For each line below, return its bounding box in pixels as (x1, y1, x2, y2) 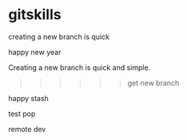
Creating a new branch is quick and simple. (8, 62, 151, 72)
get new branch (127, 78, 180, 87)
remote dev (8, 124, 46, 134)
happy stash (8, 93, 50, 103)
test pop (8, 109, 36, 119)
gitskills (8, 6, 62, 24)
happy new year (8, 47, 62, 56)
